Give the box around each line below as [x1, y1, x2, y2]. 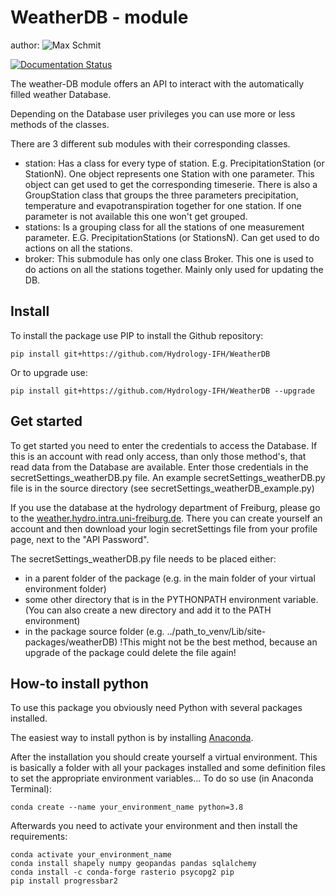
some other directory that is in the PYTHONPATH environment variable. [24, 593, 319, 605]
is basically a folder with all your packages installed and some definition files [10, 762, 326, 774]
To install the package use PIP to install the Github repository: [10, 329, 264, 341]
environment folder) [24, 582, 107, 595]
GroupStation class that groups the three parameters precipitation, [24, 189, 299, 201]
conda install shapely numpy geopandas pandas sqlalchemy [10, 859, 257, 869]
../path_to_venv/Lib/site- [166, 625, 267, 637]
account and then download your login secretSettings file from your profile [10, 522, 318, 535]
